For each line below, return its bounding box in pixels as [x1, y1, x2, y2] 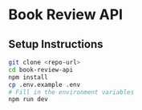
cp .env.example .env [8, 81, 81, 88]
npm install [8, 73, 48, 81]
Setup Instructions [8, 37, 103, 51]
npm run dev [8, 96, 48, 104]
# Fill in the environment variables [8, 88, 135, 96]
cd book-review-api [8, 65, 74, 73]
